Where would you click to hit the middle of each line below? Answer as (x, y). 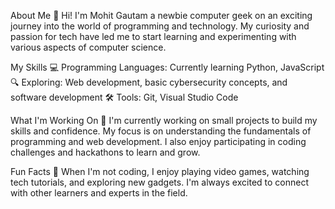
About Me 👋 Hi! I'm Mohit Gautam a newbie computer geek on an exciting (161, 15)
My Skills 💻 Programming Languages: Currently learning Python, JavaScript (167, 67)
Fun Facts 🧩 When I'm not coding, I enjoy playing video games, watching (160, 171)
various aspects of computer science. (88, 47)
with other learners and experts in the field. (99, 193)
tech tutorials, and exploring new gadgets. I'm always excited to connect (160, 182)
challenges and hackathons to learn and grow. (105, 152)
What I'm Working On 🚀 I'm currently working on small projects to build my (164, 120)
